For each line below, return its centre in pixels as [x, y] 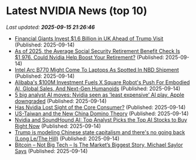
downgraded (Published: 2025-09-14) [60, 101]
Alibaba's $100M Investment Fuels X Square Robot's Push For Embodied [102, 82]
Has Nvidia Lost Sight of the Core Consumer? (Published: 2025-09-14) [100, 107]
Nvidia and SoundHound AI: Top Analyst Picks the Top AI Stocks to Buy [101, 119]
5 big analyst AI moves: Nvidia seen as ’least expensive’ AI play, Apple [99, 95]
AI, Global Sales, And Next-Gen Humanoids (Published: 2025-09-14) [97, 88]
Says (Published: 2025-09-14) [51, 151]
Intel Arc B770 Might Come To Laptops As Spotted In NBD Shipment [97, 69]
